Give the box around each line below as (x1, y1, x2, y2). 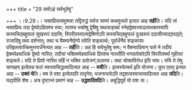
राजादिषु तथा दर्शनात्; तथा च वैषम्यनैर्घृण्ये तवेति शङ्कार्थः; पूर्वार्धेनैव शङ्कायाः (6, 37, 144, 44)
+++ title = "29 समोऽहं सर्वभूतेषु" (6, 6, 73, 12)
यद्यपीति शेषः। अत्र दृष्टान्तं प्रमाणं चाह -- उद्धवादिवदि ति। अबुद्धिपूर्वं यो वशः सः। (6, 77, 149, 84)
